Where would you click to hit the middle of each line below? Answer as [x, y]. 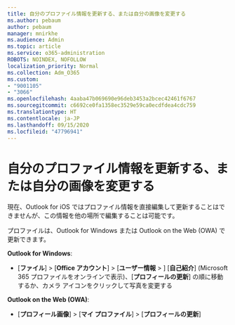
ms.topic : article [34, 46]
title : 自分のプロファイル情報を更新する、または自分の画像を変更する [96, 14]
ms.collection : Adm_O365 [43, 72]
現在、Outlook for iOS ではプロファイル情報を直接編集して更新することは [113, 207]
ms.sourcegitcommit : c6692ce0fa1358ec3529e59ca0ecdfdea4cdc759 [102, 106]
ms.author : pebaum [34, 20]
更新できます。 [29, 239]
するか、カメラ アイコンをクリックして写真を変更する [95, 286]
